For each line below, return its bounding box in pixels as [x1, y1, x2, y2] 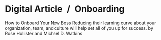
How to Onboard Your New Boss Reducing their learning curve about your [5, 20, 156, 26]
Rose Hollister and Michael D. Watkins [5, 30, 83, 36]
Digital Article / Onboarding [5, 3, 125, 15]
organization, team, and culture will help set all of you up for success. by [5, 25, 154, 31]
